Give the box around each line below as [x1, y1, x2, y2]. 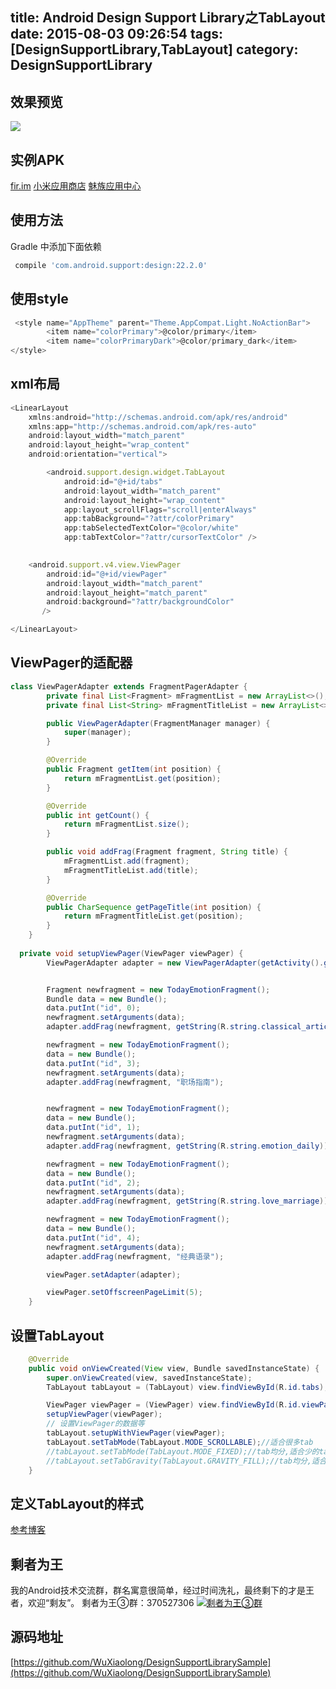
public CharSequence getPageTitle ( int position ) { [46, 902, 262, 912]
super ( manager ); [63, 728, 132, 738]
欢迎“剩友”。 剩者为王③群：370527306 [27, 1597, 195, 1609]
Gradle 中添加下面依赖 [10, 240, 102, 252]
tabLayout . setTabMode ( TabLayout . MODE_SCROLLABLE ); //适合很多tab [46, 1437, 314, 1447]
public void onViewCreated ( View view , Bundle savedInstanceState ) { [28, 1363, 320, 1373]
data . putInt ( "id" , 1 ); [46, 1123, 141, 1133]
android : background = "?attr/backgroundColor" [46, 597, 235, 607]
